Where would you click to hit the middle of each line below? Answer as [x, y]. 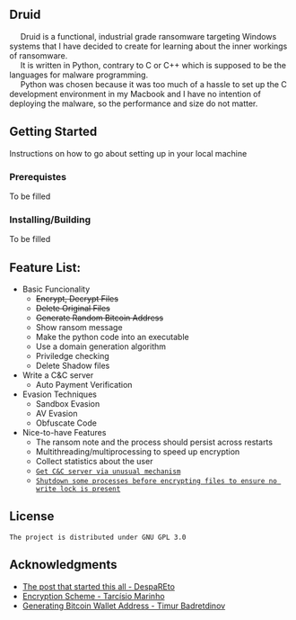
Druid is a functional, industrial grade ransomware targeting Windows [148, 36]
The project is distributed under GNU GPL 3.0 [98, 537]
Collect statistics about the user [94, 462]
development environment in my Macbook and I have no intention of [135, 94]
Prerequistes [38, 176]
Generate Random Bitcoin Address [100, 318]
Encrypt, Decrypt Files [77, 299]
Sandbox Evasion [68, 404]
